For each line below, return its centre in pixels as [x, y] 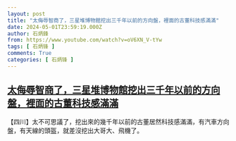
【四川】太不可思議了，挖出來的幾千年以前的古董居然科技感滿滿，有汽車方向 [118, 121]
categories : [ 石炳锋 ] [41, 60]
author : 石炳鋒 [28, 33]
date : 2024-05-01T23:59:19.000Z [55, 27]
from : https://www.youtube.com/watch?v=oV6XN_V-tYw [85, 40]
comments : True [30, 54]
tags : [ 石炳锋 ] [31, 47]
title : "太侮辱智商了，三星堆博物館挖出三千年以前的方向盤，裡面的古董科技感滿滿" [113, 20]
